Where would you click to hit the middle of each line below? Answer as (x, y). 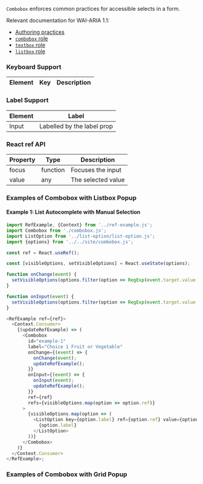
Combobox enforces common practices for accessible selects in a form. (93, 9)
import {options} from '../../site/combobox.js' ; (70, 242)
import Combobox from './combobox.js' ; (56, 231)
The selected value (98, 179)
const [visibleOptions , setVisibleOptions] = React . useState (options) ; (98, 264)
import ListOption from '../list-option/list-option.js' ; (81, 236)
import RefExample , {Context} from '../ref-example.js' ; (79, 225)
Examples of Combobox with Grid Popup (67, 474)
